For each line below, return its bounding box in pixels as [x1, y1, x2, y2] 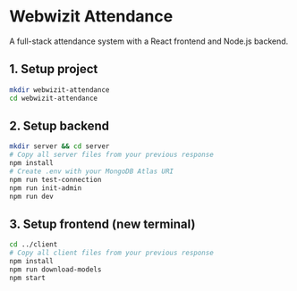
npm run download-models [9, 265, 102, 274]
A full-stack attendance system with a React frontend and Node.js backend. [9, 36, 289, 46]
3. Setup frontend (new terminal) [9, 216, 196, 231]
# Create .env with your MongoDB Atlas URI [9, 167, 174, 176]
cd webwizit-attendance [9, 94, 98, 103]
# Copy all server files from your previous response [9, 150, 215, 160]
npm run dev [9, 192, 54, 201]
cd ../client [9, 240, 58, 249]
